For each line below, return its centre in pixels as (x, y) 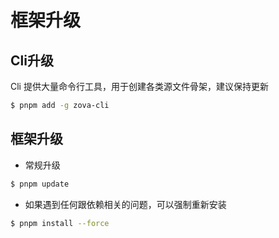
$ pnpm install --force (60, 223)
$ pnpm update (40, 184)
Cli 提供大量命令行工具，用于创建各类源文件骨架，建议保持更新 (139, 86)
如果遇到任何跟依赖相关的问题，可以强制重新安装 (125, 204)
